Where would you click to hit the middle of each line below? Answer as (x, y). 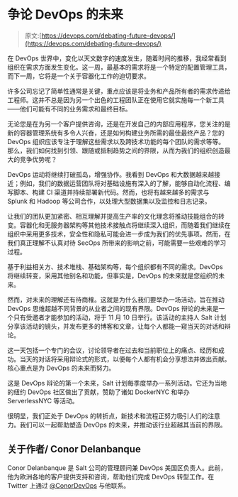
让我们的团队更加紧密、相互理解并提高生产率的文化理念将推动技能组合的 (113, 216)
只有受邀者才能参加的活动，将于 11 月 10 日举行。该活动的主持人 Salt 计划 (120, 317)
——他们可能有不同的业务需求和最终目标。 (69, 109)
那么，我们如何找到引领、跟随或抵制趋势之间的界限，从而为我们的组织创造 (116, 151)
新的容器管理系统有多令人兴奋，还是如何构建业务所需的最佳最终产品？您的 (116, 133)
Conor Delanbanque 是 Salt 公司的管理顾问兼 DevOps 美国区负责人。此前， (117, 468)
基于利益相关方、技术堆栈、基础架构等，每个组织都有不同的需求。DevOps (115, 266)
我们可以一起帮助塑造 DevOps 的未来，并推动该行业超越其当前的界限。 (123, 425)
